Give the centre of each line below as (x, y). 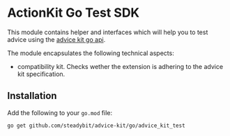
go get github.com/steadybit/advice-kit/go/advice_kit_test (97, 126)
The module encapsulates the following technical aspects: (91, 53)
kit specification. (41, 74)
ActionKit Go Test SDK (74, 13)
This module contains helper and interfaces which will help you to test (108, 32)
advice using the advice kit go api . (56, 39)
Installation (32, 96)
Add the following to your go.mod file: (60, 112)
